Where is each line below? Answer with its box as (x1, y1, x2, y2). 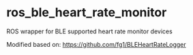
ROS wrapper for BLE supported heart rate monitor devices (6, 27, 173, 35)
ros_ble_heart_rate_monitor (6, 5, 167, 20)
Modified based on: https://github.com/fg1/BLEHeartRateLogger (6, 40, 187, 48)
